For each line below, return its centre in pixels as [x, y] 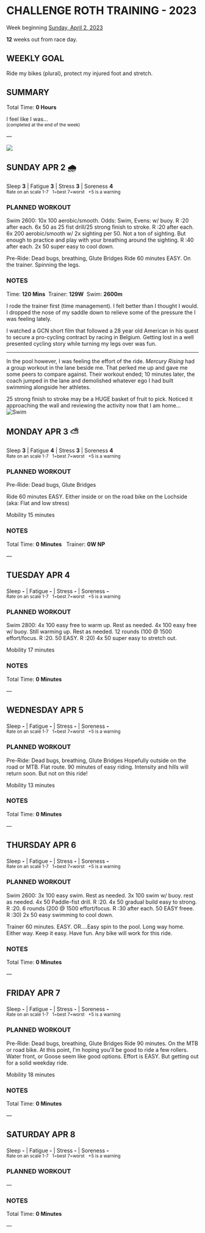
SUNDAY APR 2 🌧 [41, 167]
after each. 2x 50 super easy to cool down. [60, 246]
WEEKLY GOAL [35, 59]
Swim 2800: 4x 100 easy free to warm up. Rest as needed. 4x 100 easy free [102, 625]
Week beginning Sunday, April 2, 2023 [55, 27]
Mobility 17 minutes [31, 650]
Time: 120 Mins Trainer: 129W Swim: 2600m [65, 294]
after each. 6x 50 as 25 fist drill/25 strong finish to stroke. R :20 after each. [100, 227]
